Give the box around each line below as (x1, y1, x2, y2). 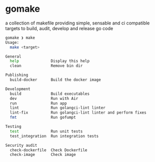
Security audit (5, 143, 38, 148)
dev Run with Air (10, 96, 79, 101)
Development (5, 86, 30, 92)
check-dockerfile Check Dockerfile (10, 147, 87, 153)
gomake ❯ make (5, 35, 36, 40)
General (5, 54, 22, 59)
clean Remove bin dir (10, 63, 83, 69)
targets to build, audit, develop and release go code (5, 25, 113, 31)
